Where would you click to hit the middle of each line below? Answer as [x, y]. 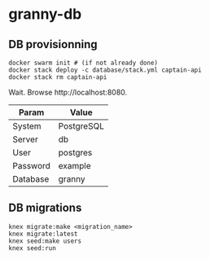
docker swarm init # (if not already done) [83, 63]
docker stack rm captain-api [58, 77]
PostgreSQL [81, 126]
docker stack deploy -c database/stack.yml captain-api [105, 70]
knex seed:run [33, 248]
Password [32, 166]
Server [25, 139]
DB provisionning [53, 44]
